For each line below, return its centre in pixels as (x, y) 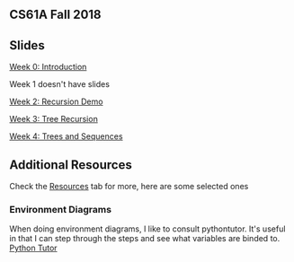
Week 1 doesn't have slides (60, 84)
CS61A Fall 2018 (55, 15)
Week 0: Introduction (48, 67)
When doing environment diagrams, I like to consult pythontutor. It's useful (147, 229)
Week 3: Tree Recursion (54, 119)
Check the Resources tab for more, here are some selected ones (129, 187)
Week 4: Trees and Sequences (66, 136)
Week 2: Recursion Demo (56, 101)
